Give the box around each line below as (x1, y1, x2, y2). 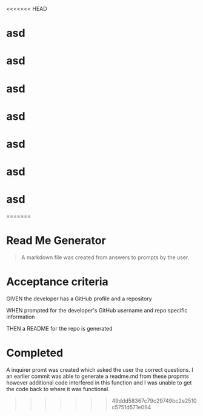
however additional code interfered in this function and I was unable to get (6, 378, 192, 386)
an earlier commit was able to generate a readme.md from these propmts (6, 372, 189, 380)
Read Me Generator (6, 234, 106, 248)
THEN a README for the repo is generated (6, 325, 113, 332)
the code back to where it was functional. (6, 385, 110, 392)
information (6, 313, 35, 320)
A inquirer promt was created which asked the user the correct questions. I (6, 366, 193, 373)
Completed (6, 346, 64, 360)
